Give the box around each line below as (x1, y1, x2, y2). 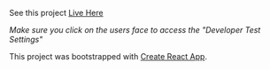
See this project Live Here (9, 8, 104, 18)
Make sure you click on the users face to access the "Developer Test (9, 25, 261, 35)
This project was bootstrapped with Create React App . (9, 51, 208, 61)
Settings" (9, 35, 43, 44)
